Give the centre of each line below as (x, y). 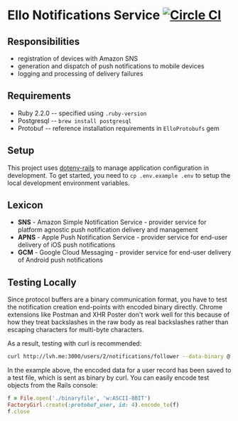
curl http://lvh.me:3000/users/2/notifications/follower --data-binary (115, 357)
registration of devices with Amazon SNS (78, 58)
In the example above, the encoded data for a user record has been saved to (119, 371)
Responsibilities (44, 42)
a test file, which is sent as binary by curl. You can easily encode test (108, 378)
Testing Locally (42, 282)
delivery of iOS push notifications (66, 245)
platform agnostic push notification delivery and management (108, 230)
